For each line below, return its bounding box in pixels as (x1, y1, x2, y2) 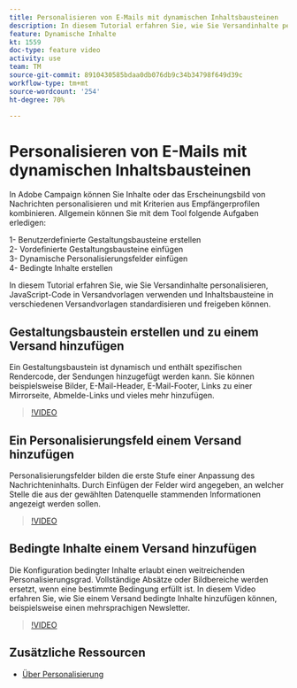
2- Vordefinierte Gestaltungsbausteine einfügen (9, 244, 184, 255)
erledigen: (9, 218, 47, 228)
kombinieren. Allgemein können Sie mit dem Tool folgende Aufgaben (9, 208, 259, 219)
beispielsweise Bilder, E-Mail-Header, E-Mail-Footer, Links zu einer (9, 381, 253, 391)
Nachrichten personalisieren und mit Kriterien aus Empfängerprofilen (9, 198, 261, 209)
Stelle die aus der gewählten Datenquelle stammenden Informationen (9, 489, 261, 499)
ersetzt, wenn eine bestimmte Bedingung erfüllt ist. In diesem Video (9, 584, 256, 594)
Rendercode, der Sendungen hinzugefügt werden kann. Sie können (9, 371, 255, 382)
